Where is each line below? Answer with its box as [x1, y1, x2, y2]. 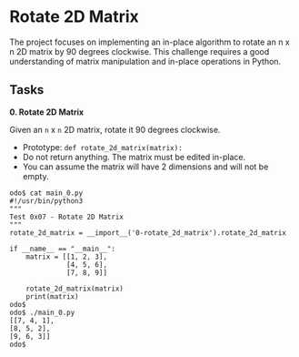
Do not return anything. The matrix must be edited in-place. [22, 151, 246, 162]
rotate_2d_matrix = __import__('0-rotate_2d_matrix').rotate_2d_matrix [9, 228, 286, 238]
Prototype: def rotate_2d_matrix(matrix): [22, 141, 184, 152]
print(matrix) [25, 291, 79, 301]
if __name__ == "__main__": [9, 244, 116, 253]
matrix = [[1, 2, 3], [25, 252, 107, 261]
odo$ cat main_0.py [9, 189, 84, 198]
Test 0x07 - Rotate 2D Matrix [9, 212, 125, 221]
